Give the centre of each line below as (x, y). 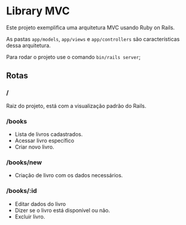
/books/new (24, 162)
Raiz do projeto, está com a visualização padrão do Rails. (76, 106)
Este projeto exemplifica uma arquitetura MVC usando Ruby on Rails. (90, 27)
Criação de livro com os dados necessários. (69, 175)
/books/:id (21, 191)
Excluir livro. (30, 217)
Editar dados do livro (40, 204)
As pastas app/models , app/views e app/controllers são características (93, 39)
